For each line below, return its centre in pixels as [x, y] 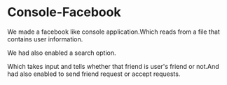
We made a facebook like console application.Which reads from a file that [114, 32]
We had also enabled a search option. [62, 53]
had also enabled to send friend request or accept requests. [94, 74]
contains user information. [45, 39]
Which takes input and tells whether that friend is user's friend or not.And [113, 66]
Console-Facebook [64, 12]
